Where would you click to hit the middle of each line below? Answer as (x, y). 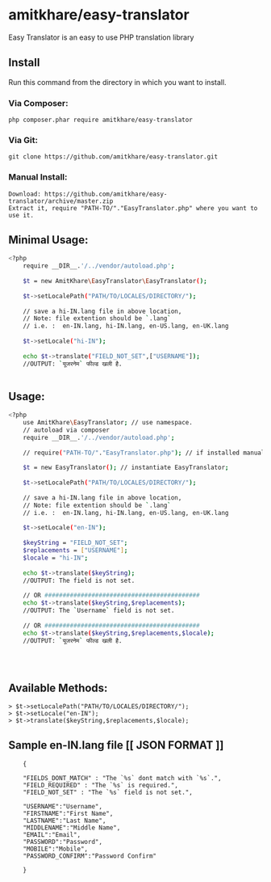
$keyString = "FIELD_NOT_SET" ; (75, 543)
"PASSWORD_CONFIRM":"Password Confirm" (90, 856)
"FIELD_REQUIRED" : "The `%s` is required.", (101, 785)
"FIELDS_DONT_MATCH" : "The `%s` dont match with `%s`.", (122, 778)
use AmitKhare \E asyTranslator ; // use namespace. (108, 423)
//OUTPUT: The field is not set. (79, 580)
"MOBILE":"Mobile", (56, 849)
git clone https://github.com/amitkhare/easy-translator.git (113, 157)
